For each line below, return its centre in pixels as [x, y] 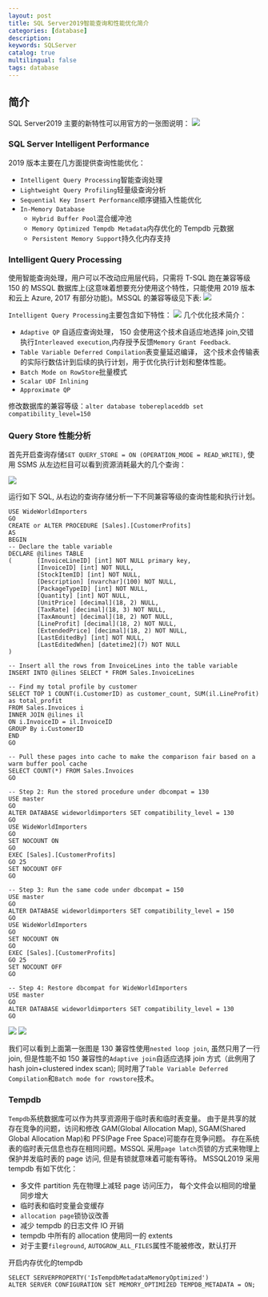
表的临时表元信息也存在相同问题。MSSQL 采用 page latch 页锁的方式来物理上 [134, 1148]
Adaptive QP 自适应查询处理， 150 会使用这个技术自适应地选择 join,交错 [137, 332]
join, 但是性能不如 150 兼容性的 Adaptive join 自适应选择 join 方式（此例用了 [132, 1058]
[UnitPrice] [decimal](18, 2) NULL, [98, 603]
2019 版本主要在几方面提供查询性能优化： [77, 163]
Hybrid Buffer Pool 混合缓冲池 [82, 218]
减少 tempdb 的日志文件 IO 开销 [72, 1225]
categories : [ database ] [48, 30]
